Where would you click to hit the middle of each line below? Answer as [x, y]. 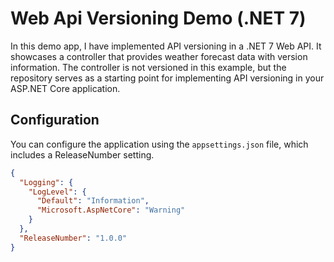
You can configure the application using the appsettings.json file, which [159, 144]
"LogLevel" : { [57, 192]
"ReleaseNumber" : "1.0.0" [73, 238]
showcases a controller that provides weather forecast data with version [159, 56]
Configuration [55, 120]
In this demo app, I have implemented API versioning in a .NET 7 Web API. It [166, 46]
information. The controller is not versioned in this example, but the [148, 67]
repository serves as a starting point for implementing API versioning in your [167, 78]
